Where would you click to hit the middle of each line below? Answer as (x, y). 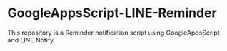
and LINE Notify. (31, 40)
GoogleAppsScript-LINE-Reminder (112, 13)
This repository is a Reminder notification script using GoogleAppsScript (113, 33)
